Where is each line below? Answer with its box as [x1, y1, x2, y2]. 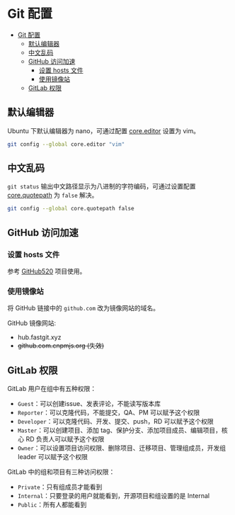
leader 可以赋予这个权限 [17, 453, 88, 461]
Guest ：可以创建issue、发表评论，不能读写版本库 [17, 400, 161, 408]
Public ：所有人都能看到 [17, 500, 87, 509]
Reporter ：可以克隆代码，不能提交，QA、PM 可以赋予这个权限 [17, 408, 200, 417]
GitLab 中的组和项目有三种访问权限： [7, 468, 115, 476]
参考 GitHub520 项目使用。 [7, 267, 86, 276]
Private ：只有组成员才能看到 [17, 482, 103, 492]
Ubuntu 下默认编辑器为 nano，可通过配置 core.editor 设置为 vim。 [7, 126, 200, 135]
